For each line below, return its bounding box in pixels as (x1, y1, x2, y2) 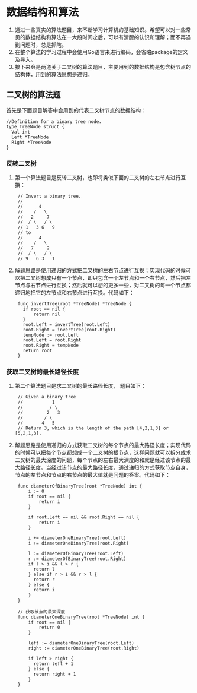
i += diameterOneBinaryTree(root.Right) (28, 540, 129, 546)
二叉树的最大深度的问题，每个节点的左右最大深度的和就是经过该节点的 (14, 457, 186, 464)
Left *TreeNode (11, 134, 49, 140)
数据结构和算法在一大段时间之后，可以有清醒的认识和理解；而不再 (25, 33, 186, 40)
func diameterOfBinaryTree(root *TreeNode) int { (17, 483, 143, 489)
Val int (11, 129, 31, 135)
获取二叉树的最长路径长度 (6, 368, 79, 376)
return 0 (38, 625, 60, 631)
